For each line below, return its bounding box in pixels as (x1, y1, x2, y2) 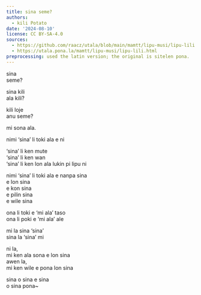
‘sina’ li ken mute (6, 147, 48, 154)
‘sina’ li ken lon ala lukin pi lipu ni (6, 160, 87, 167)
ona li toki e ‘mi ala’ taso (6, 208, 66, 216)
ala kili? (6, 94, 25, 102)
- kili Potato (11, 20, 47, 26)
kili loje (6, 106, 24, 113)
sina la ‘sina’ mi (6, 233, 44, 240)
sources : (6, 37, 28, 43)
